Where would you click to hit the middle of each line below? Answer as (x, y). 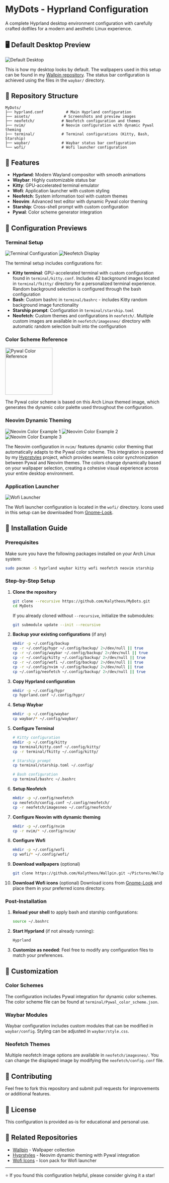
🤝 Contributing (29, 1076)
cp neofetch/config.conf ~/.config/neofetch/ (61, 803)
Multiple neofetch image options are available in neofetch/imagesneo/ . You (82, 1055)
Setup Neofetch (29, 789)
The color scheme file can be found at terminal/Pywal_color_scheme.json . (82, 1002)
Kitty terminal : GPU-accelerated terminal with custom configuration (83, 273)
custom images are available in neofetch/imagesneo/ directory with (81, 321)
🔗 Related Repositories (41, 1137)
